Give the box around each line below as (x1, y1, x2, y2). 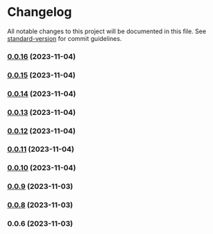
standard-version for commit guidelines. (7, 34, 122, 42)
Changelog (7, 4, 72, 20)
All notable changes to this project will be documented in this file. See (7, 27, 207, 35)
